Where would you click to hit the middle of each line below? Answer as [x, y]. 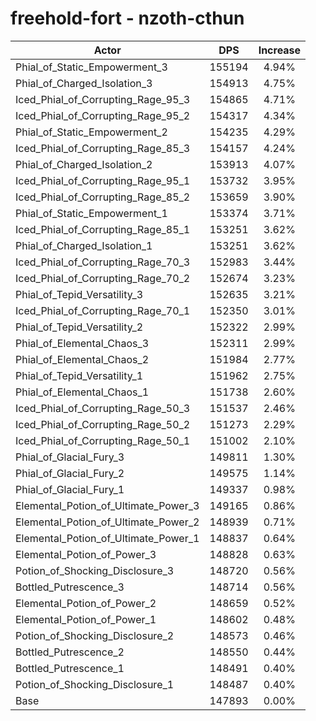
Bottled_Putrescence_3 [70, 587]
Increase [280, 50]
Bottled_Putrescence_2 [70, 652]
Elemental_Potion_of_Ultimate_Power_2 [107, 522]
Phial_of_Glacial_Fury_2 [70, 473]
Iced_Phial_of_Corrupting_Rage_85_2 [103, 197]
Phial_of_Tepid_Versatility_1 [79, 375]
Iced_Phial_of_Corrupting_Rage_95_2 [103, 115]
